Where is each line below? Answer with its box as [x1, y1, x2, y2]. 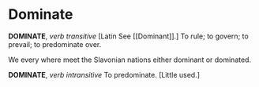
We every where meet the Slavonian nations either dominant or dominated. [8, 55, 251, 64]
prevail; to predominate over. [8, 39, 102, 49]
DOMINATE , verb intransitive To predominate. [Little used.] [8, 70, 200, 79]
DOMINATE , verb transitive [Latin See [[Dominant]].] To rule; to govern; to [8, 31, 249, 41]
